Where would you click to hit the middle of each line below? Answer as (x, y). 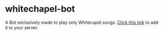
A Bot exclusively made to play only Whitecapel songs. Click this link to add (82, 22)
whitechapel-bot (40, 9)
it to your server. (22, 27)
